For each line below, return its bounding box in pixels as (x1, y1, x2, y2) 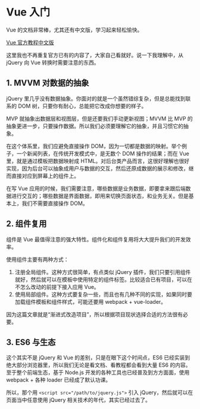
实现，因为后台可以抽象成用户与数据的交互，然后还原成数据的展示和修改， (6, 165, 189, 172)
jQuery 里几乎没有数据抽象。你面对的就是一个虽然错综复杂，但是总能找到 (6, 95, 186, 102)
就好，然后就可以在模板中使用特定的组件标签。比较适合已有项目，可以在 (14, 276, 192, 283)
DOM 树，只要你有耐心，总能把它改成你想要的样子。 (17, 102, 147, 109)
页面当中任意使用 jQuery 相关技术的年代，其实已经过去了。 (6, 397, 151, 404)
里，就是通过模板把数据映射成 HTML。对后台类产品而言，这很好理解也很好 (6, 157, 189, 164)
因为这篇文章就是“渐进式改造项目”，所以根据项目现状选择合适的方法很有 (6, 310, 183, 318)
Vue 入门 (6, 5, 51, 19)
